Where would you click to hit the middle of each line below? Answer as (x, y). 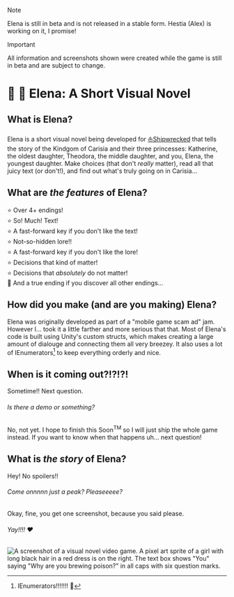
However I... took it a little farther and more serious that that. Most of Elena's (117, 329)
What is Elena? (40, 119)
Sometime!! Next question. (45, 391)
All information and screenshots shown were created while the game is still (115, 58)
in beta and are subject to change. (56, 65)
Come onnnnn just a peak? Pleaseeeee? (65, 492)
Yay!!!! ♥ (20, 529)
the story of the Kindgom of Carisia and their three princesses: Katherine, (112, 149)
